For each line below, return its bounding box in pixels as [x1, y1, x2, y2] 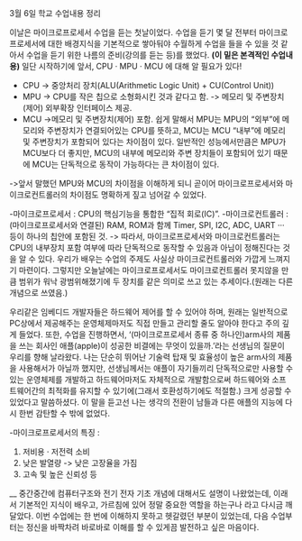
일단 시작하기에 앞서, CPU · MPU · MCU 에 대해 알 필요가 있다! [22, 61, 243, 71]
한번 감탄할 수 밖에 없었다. [18, 408, 111, 418]
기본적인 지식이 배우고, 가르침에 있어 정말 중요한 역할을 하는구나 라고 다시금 [18, 500, 284, 509]
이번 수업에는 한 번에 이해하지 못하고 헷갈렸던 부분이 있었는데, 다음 [35, 510, 269, 521]
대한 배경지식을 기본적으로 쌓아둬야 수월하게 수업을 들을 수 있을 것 [48, 39, 279, 49]
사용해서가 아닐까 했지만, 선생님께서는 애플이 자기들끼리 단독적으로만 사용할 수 [18, 363, 294, 373]
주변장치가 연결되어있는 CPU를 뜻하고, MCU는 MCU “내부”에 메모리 [46, 125, 286, 135]
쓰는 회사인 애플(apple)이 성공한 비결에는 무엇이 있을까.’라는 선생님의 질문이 [18, 341, 286, 351]
